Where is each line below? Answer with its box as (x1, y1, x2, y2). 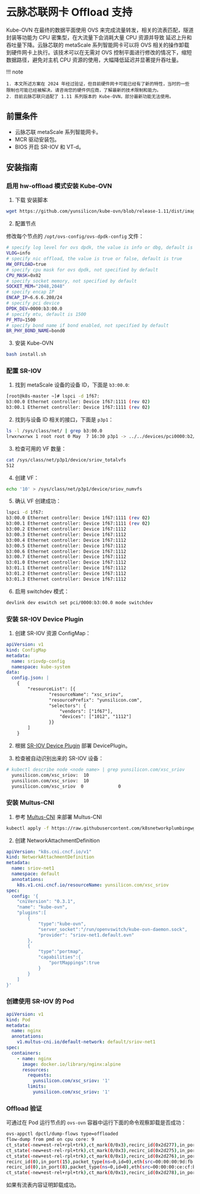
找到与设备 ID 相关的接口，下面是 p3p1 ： (14, 416, 114, 423)
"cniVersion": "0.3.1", (17, 899, 76, 905)
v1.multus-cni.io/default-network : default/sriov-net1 (17, 1039, 156, 1045)
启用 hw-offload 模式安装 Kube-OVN (6, 182, 112, 190)
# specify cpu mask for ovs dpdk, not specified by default (6, 267, 159, 273)
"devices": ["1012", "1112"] (59, 714, 132, 720)
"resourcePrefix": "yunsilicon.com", (48, 697, 143, 703)
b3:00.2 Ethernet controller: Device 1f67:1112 (6, 526, 127, 532)
